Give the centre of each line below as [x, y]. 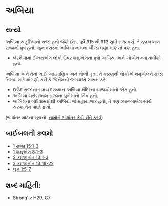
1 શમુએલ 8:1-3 [28, 152]
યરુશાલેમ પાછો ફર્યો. [32, 107]
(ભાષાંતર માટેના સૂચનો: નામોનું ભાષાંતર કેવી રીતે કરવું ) [54, 117]
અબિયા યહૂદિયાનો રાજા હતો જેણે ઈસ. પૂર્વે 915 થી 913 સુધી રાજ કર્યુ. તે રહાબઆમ [83, 42]
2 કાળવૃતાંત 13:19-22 [33, 163]
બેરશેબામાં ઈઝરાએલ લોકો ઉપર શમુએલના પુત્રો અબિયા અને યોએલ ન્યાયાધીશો [87, 58]
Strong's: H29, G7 [31, 198]
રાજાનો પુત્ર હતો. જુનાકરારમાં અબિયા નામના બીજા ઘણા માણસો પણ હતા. [73, 48]
